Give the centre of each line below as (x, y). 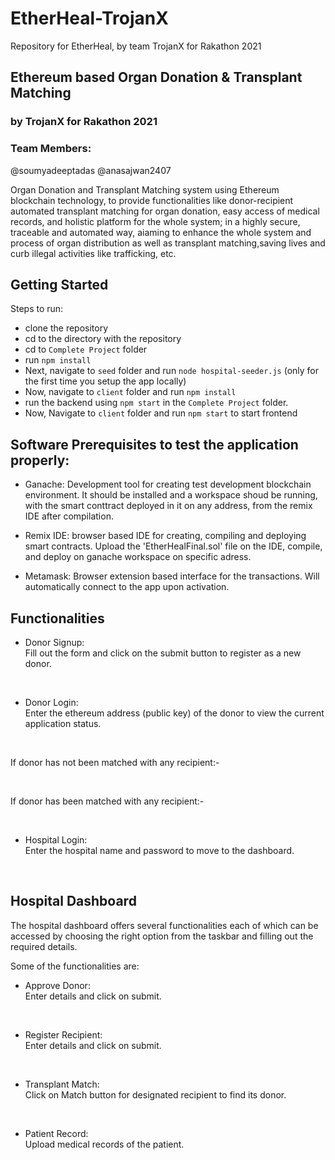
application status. (63, 723)
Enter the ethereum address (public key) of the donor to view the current (174, 713)
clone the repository (66, 328)
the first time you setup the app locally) (105, 381)
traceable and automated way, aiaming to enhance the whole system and (161, 232)
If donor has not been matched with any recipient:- (115, 762)
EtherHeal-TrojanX (89, 18)
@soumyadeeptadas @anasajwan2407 (91, 170)
